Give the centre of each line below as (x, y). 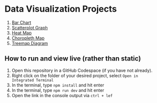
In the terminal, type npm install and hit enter (58, 85)
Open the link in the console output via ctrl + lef (62, 95)
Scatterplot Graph (30, 27)
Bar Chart (21, 22)
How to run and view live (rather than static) (73, 59)
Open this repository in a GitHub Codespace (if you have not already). (82, 70)
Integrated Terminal (33, 80)
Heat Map (22, 33)
